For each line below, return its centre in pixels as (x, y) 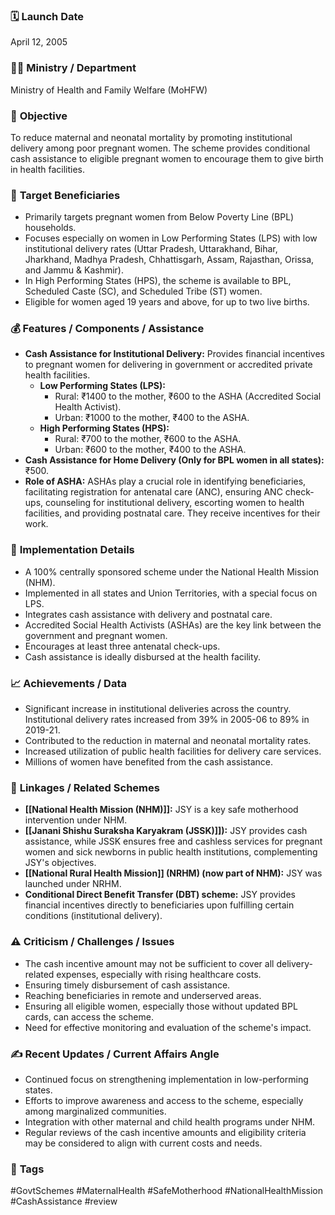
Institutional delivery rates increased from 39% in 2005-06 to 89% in (167, 720)
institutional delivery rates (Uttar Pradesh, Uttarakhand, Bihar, (151, 249)
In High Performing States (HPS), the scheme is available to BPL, (158, 281)
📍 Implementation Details (72, 550)
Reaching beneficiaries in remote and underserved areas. (143, 995)
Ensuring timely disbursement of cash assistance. (127, 985)
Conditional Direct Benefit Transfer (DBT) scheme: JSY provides (160, 895)
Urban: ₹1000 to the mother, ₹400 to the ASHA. (152, 418)
